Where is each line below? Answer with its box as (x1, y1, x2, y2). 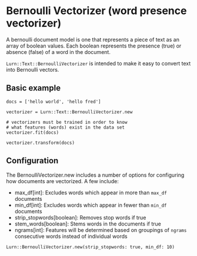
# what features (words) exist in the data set (6, 124, 125, 130)
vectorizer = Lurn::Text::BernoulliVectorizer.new (6, 109, 133, 115)
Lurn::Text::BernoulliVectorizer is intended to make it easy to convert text (6, 60, 191, 67)
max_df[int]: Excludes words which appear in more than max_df (14, 189, 168, 196)
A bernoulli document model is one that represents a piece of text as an (6, 36, 179, 43)
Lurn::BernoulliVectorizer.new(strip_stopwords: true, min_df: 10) (6, 244, 175, 250)
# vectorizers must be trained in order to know (6, 119, 128, 125)
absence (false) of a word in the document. (6, 48, 111, 55)
